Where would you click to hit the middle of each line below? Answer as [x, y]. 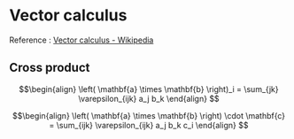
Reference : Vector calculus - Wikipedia [81, 40]
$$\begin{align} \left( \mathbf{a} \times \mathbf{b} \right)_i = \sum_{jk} [149, 89]
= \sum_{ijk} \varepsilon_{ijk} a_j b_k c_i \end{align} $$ [149, 125]
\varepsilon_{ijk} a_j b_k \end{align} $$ [149, 98]
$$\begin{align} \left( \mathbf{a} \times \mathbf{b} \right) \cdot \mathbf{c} [149, 115]
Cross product [50, 68]
